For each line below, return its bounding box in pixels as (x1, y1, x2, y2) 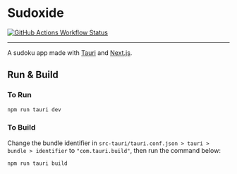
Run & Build (7, 69, 59, 81)
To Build (7, 123, 36, 132)
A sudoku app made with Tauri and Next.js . (7, 48, 133, 57)
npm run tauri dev (7, 106, 61, 113)
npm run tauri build (7, 160, 68, 167)
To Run (7, 90, 32, 100)
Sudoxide (7, 5, 65, 21)
